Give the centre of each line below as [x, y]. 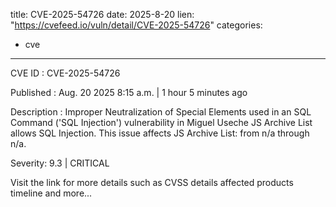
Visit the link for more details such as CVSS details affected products [152, 182]
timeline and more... [51, 193]
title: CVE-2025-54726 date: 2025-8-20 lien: [102, 14]
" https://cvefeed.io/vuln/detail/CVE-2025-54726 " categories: [136, 25]
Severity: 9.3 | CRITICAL [60, 163]
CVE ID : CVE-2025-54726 [65, 73]
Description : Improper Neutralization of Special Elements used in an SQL [161, 112]
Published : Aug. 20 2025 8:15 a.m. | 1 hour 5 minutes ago [129, 92]
